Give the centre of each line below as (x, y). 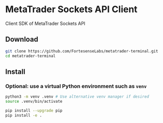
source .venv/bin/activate (34, 102)
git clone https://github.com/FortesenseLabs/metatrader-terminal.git (82, 51)
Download (22, 39)
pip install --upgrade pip (34, 110)
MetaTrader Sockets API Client (71, 9)
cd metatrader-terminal (31, 56)
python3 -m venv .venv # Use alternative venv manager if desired (77, 97)
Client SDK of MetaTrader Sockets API (45, 23)
